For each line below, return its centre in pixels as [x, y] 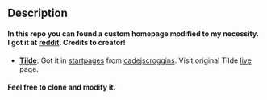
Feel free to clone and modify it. [62, 87]
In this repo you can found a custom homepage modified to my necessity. [133, 33]
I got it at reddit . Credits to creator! [67, 42]
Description [38, 13]
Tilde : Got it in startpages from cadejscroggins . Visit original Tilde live [135, 60]
